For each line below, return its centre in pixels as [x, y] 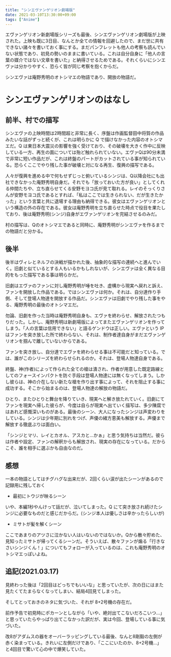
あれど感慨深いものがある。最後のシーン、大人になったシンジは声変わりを [87, 412]
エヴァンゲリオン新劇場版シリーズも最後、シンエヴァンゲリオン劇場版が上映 [85, 35]
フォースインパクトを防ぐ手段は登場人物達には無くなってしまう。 [87, 375]
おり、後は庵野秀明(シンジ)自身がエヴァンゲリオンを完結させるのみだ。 [84, 214]
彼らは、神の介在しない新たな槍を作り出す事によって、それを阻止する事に [87, 382]
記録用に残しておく [25, 485]
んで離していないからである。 [59, 341]
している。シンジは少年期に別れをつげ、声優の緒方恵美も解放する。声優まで [85, 418]
